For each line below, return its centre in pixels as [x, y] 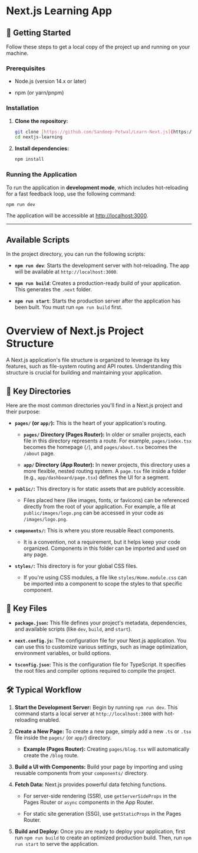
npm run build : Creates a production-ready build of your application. [98, 283]
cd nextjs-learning [39, 137]
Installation [23, 108]
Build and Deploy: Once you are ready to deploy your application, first [100, 831]
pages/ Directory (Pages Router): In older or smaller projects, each [105, 434]
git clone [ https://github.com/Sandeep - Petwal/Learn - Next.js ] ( [94, 132]
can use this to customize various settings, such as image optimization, [101, 647]
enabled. [50, 719]
